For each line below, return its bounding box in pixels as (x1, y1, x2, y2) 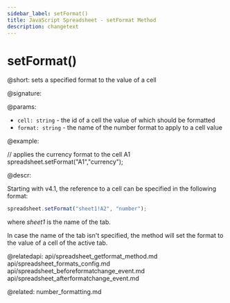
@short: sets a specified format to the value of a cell (7, 76, 157, 84)
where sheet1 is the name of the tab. (7, 218, 111, 226)
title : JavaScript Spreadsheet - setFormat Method (7, 17, 157, 24)
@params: (7, 103, 37, 111)
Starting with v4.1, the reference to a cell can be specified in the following (7, 184, 217, 193)
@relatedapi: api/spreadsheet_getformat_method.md (7, 252, 158, 261)
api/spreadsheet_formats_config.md (7, 259, 111, 268)
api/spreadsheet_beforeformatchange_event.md (7, 267, 145, 275)
